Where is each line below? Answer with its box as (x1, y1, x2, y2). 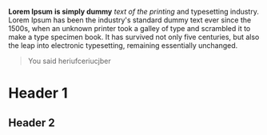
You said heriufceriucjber (27, 56, 111, 66)
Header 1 (8, 84, 68, 102)
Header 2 (8, 116, 56, 129)
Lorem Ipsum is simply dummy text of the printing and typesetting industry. (8, 7, 260, 16)
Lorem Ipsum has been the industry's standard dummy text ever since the (8, 15, 252, 25)
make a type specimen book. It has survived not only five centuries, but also (8, 32, 260, 42)
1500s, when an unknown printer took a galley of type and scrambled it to (8, 24, 251, 33)
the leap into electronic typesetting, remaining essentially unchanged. (8, 41, 238, 50)
